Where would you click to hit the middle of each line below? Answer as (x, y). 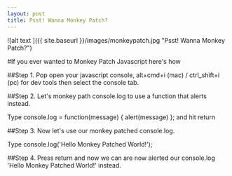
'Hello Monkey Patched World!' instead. (64, 165)
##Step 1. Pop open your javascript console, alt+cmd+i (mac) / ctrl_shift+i (114, 75)
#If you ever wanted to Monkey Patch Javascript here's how (94, 61)
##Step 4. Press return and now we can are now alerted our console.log (111, 158)
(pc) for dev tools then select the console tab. (73, 82)
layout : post (26, 14)
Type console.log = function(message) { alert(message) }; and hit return (111, 117)
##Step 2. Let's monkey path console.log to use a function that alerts (107, 96)
